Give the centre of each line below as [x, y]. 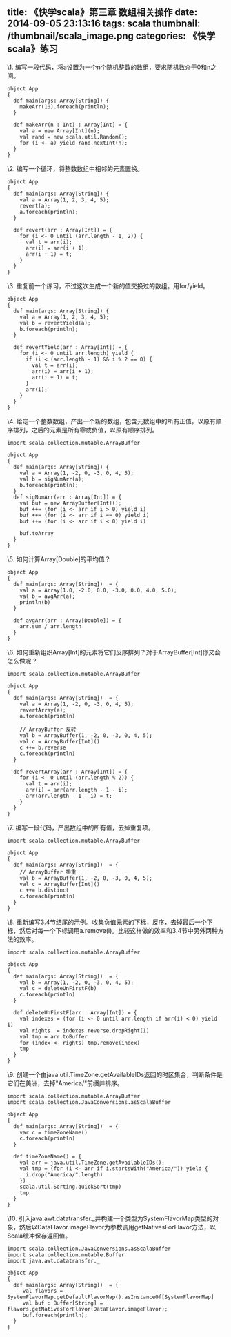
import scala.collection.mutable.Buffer [66, 1255]
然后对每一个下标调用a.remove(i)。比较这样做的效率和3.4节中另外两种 [119, 930]
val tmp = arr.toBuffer [54, 1036]
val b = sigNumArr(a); [52, 479]
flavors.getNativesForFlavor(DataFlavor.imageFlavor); [88, 1309]
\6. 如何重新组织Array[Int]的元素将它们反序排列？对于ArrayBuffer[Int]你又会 [114, 652]
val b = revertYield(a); [55, 323]
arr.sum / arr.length [50, 626]
